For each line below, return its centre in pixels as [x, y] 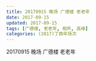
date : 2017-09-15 [28, 17]
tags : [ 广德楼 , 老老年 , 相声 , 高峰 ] [47, 28]
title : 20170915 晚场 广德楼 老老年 [48, 12]
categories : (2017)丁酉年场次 [41, 34]
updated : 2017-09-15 [32, 23]
